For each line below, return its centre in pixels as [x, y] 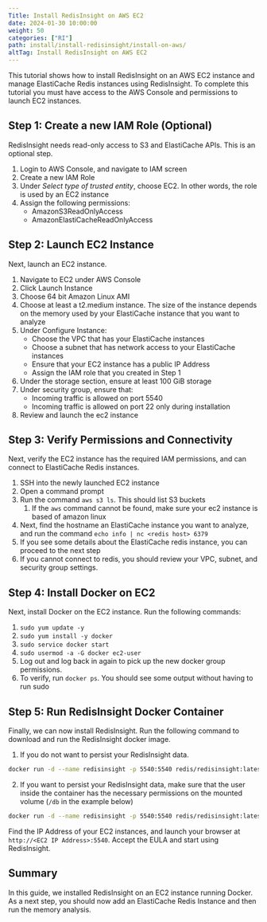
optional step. [31, 153]
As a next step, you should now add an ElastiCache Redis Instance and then [132, 900]
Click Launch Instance [56, 288]
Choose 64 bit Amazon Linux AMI [75, 296]
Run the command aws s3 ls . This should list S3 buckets [112, 500]
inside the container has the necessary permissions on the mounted [131, 793]
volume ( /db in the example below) [76, 801]
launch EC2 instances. [45, 101]
